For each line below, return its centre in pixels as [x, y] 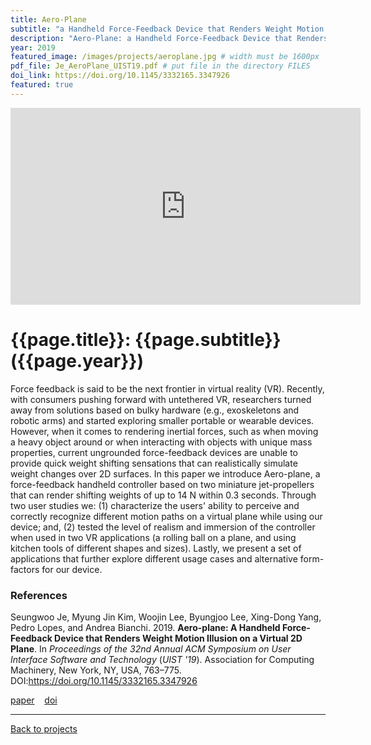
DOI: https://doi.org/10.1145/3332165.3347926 [104, 680]
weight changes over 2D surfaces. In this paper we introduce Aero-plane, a [165, 473]
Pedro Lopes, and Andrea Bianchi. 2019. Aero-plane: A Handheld [145, 627]
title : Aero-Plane [48, 19]
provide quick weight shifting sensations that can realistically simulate [154, 463]
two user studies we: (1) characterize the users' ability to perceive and [155, 505]
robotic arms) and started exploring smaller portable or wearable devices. [162, 420]
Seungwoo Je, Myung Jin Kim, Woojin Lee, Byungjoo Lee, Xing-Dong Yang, [166, 617]
